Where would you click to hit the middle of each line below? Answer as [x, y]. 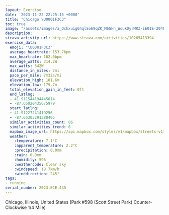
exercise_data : [21, 43]
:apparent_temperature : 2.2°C [46, 146]
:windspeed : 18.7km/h [37, 169]
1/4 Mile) [37, 207]
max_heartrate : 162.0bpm [36, 57]
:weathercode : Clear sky [40, 164]
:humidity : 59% [30, 160]
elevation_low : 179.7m [33, 85]
